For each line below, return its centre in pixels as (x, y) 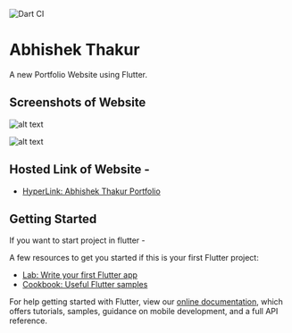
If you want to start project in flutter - (77, 240)
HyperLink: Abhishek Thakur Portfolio (91, 191)
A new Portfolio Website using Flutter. (78, 74)
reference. (28, 321)
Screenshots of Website (78, 103)
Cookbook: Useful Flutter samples (85, 285)
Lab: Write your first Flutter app (80, 275)
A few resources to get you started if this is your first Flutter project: (134, 258)
